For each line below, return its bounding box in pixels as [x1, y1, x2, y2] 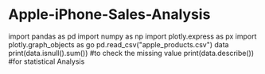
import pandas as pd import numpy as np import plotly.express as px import [8, 31, 257, 41]
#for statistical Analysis [8, 57, 85, 66]
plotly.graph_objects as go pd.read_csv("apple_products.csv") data [8, 39, 229, 49]
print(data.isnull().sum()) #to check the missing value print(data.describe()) [8, 48, 255, 57]
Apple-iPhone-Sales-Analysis [8, 6, 211, 24]
